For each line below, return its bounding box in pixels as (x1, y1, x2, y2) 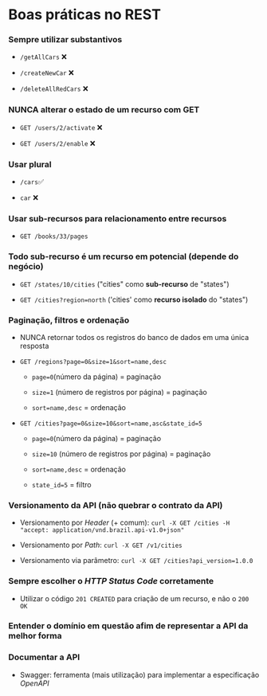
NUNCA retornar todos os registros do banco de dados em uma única (19, 332, 249, 342)
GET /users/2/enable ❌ (19, 138, 96, 148)
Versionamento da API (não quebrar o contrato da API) (8, 499, 223, 510)
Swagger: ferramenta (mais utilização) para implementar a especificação (19, 670, 260, 679)
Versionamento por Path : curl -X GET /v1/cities (19, 540, 183, 550)
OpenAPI (19, 678, 49, 688)
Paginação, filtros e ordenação (8, 315, 130, 326)
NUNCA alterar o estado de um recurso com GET (8, 104, 200, 115)
